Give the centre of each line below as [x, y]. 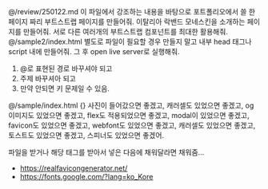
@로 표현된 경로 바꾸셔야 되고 [66, 69]
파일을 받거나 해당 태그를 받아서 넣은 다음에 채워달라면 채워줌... [106, 152]
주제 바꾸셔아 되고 [48, 79]
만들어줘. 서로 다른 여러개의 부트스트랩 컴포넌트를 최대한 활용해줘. [125, 31]
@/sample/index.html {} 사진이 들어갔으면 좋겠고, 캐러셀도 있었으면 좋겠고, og [131, 105]
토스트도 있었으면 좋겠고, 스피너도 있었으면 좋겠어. [86, 135]
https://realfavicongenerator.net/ [74, 168]
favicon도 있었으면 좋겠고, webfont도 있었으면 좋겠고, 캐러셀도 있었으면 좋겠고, [132, 125]
